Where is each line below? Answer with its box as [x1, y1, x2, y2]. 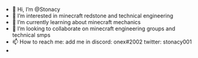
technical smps [12, 31, 51, 39]
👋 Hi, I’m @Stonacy [12, 6, 61, 13]
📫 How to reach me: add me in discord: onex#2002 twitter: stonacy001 [12, 38, 192, 45]
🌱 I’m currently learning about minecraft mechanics [12, 19, 141, 25]
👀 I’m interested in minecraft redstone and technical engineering [12, 12, 174, 19]
